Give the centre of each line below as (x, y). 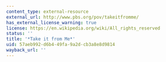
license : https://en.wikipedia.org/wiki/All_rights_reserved (83, 28)
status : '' (20, 34)
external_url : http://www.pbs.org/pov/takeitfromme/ (73, 17)
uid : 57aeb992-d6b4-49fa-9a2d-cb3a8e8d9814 (61, 45)
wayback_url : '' (26, 50)
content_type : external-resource (47, 12)
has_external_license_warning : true (51, 22)
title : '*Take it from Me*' (41, 39)
